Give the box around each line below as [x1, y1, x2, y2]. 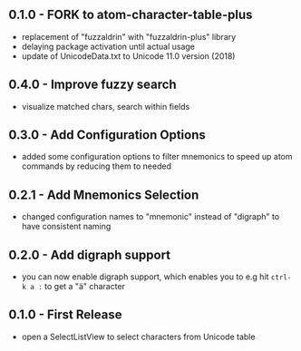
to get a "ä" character [44, 281, 126, 292]
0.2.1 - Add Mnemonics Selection [8, 187, 199, 202]
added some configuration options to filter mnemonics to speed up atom [21, 151, 293, 162]
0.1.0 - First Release [8, 307, 122, 323]
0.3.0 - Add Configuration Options [8, 127, 206, 143]
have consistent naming [21, 221, 112, 232]
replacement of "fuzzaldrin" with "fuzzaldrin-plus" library [21, 31, 237, 42]
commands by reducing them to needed [21, 161, 171, 171]
